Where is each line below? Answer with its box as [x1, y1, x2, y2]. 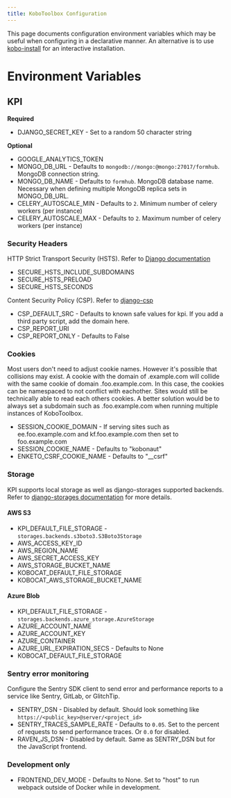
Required [7, 114, 35, 122]
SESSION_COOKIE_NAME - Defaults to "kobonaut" [17, 445, 162, 453]
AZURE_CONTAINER [17, 637, 76, 645]
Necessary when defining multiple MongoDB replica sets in [17, 184, 187, 193]
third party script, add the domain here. [17, 317, 130, 325]
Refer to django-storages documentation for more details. [7, 493, 172, 501]
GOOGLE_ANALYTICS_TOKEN [17, 154, 104, 163]
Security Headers [7, 238, 68, 248]
